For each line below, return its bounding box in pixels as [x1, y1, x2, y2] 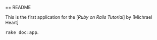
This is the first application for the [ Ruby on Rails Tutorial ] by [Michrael [5, 14, 152, 20]
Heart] [5, 20, 19, 25]
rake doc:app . [5, 29, 39, 35]
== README [5, 5, 31, 10]
